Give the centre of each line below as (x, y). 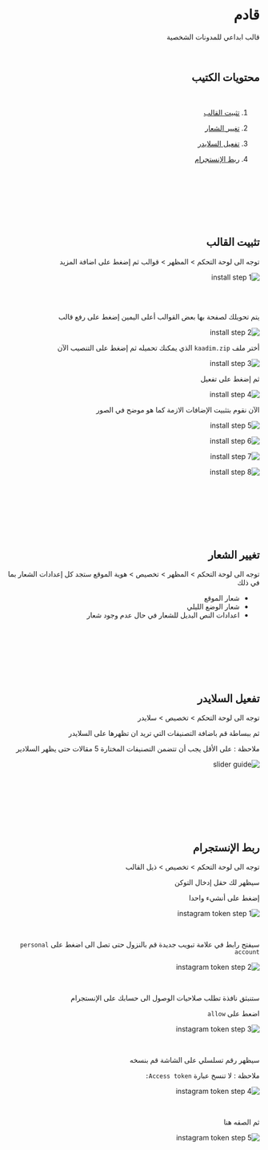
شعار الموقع (222, 598)
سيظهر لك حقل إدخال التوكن (217, 882)
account (247, 952)
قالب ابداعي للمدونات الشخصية (213, 37)
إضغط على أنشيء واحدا (224, 898)
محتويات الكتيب (225, 78)
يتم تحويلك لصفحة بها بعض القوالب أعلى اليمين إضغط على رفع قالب (159, 316)
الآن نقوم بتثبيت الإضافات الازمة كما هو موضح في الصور (178, 409)
